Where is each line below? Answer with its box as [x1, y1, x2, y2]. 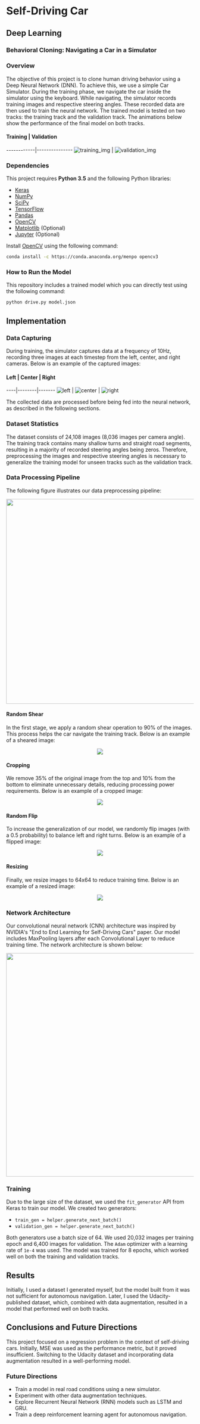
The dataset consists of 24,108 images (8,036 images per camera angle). [6, 433, 186, 440]
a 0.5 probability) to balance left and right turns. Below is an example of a [6, 832, 186, 839]
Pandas [14, 212, 34, 219]
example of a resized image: [6, 882, 76, 889]
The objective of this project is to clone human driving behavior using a [6, 75, 180, 82]
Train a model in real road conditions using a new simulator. [14, 1386, 161, 1393]
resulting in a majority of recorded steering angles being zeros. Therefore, [6, 446, 188, 453]
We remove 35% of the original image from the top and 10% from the [6, 775, 176, 782]
